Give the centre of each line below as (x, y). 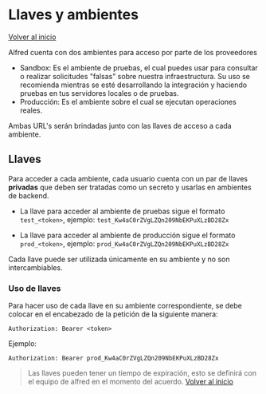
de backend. (29, 195)
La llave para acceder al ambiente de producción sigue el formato (127, 235)
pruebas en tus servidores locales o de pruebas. (99, 93)
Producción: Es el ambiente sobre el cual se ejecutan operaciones (128, 101)
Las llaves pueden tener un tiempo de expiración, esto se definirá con (142, 373)
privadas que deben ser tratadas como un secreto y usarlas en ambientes (130, 187)
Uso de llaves (35, 288)
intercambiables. (35, 267)
